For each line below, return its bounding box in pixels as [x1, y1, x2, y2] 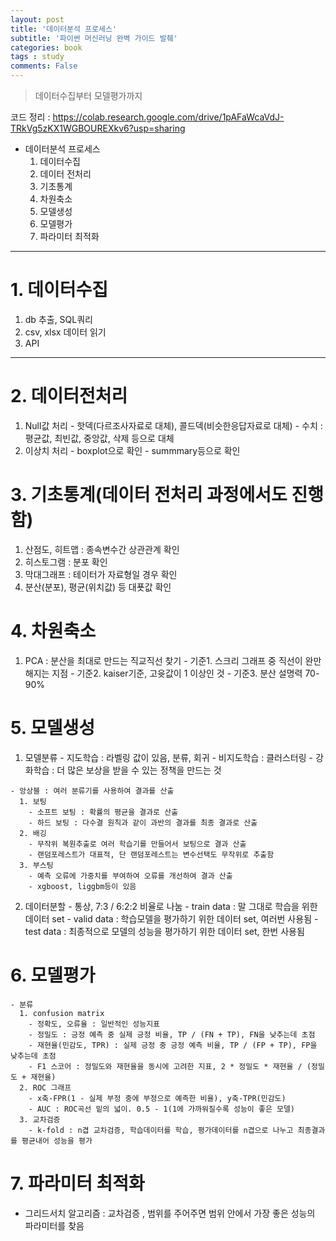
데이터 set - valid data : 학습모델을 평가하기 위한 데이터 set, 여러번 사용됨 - [24, 912, 319, 925]
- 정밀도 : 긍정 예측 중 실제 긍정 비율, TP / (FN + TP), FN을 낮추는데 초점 [28, 1029, 316, 1040]
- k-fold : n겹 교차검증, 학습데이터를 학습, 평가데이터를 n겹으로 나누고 [28, 1125, 294, 1135]
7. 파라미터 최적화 [10, 1172, 145, 1195]
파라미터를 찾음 [24, 1219, 85, 1231]
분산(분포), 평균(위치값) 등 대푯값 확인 [24, 581, 172, 593]
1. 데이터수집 [10, 279, 108, 301]
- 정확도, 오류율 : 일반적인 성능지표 [28, 1019, 161, 1029]
